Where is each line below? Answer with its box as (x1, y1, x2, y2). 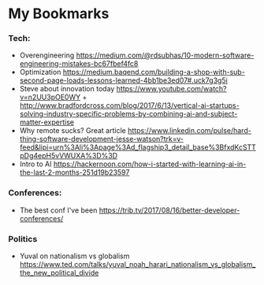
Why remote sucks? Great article (19, 126, 126, 135)
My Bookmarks (8, 5, 110, 23)
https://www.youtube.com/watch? (116, 84, 227, 94)
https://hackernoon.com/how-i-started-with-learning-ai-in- (53, 159, 247, 169)
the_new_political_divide (19, 268, 99, 278)
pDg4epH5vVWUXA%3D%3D (19, 151, 118, 161)
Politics (8, 233, 38, 244)
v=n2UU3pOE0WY (19, 92, 81, 102)
